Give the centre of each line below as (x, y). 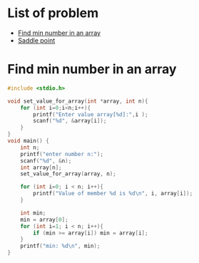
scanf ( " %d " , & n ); (46, 161)
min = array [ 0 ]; (45, 220)
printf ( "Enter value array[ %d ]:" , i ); (91, 114)
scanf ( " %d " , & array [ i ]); (70, 121)
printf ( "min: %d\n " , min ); (60, 246)
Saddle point (36, 40)
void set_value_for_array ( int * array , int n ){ (78, 101)
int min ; (33, 213)
